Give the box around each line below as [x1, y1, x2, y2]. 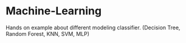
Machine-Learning [5, 4, 102, 18]
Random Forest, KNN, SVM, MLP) [5, 30, 89, 37]
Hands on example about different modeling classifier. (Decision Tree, [5, 24, 181, 31]
